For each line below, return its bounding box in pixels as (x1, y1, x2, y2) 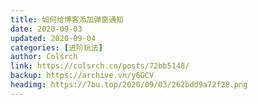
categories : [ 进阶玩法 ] (10, 42, 103, 53)
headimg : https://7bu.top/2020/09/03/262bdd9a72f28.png (10, 80, 248, 90)
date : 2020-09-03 (10, 24, 83, 34)
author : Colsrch (10, 52, 78, 62)
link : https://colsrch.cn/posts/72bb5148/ (10, 61, 190, 71)
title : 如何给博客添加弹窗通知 (10, 14, 124, 25)
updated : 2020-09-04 (10, 33, 97, 43)
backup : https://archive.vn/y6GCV (10, 71, 155, 81)
